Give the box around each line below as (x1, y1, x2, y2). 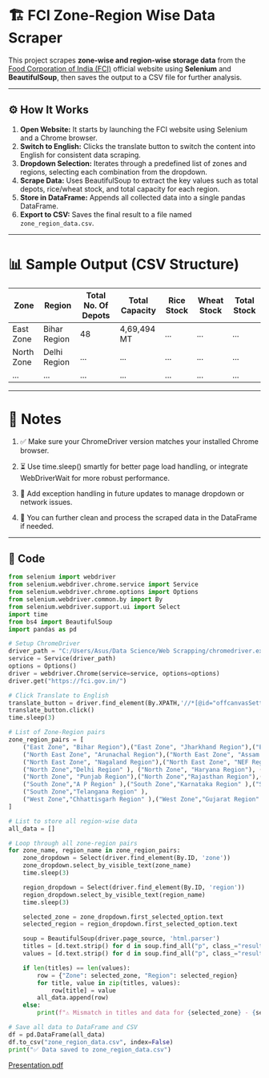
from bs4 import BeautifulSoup (8, 618, 113, 626)
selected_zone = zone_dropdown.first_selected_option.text (22, 913, 224, 921)
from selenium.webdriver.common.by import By (8, 596, 163, 604)
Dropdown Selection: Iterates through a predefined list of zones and (19, 158, 247, 168)
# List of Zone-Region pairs (8, 729, 106, 737)
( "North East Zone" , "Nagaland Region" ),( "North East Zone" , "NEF (22, 758, 249, 766)
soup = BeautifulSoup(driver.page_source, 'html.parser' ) (22, 935, 220, 943)
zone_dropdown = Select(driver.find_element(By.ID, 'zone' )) (22, 854, 231, 862)
